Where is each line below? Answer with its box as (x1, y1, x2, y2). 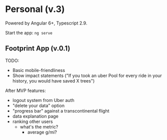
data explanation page (12, 113, 59, 119)
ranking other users (12, 118, 53, 124)
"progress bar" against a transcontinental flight (12, 107, 109, 113)
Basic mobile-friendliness (12, 67, 65, 73)
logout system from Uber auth (12, 97, 74, 103)
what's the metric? (19, 123, 58, 129)
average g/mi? (27, 129, 57, 135)
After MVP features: (5, 87, 46, 93)
